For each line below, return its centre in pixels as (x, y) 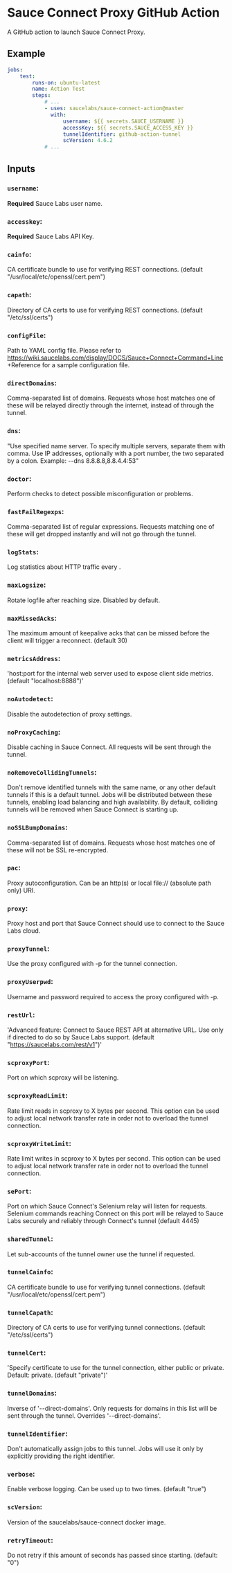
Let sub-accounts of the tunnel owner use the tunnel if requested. (101, 1254)
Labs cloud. (24, 931)
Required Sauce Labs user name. (55, 203)
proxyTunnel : (28, 949)
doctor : (19, 478)
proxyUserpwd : (30, 982)
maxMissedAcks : (32, 618)
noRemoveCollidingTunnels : (52, 772)
